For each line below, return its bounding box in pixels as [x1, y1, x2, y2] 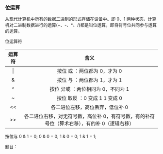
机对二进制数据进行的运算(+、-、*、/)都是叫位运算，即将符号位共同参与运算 [5, 22, 157, 28]
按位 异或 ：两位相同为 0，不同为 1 [49, 86, 130, 93]
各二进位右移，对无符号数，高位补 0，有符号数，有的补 [24, 113, 150, 120]
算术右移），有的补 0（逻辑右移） [59, 120, 134, 127]
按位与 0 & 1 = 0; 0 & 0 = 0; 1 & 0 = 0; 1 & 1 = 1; [5, 134, 97, 140]
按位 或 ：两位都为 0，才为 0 [57, 68, 122, 74]
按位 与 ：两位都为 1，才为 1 [57, 77, 122, 84]
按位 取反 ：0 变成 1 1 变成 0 [56, 95, 123, 102]
